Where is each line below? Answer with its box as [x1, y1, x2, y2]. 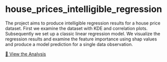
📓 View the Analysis [5, 51, 46, 57]
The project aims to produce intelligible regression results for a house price [5, 20, 160, 26]
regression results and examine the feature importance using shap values [5, 36, 157, 42]
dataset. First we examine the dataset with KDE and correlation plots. [5, 25, 148, 31]
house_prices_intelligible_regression [5, 3, 162, 15]
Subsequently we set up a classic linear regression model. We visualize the [5, 30, 160, 36]
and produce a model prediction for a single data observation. [5, 41, 133, 47]
